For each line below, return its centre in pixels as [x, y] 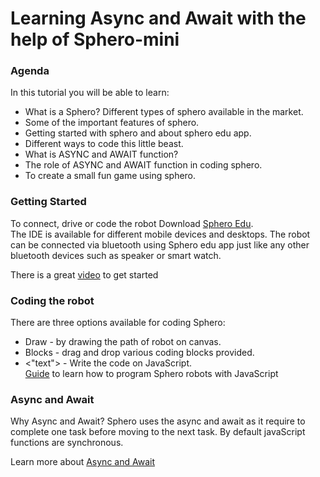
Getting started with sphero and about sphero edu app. [138, 133]
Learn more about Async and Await [82, 462]
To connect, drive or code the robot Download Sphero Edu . [132, 223]
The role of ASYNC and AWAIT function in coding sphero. [143, 165]
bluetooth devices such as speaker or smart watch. [116, 255]
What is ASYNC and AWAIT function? [101, 154]
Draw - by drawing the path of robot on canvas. [123, 342]
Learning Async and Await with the [158, 18]
